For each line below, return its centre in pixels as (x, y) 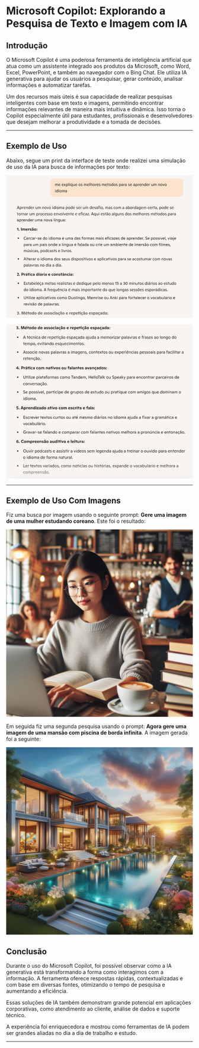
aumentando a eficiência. (37, 991)
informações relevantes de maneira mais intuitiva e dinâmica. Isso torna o (96, 109)
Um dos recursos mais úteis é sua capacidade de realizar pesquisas (89, 97)
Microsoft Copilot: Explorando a (86, 11)
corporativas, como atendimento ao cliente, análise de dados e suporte (93, 1009)
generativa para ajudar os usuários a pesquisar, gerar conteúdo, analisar (95, 79)
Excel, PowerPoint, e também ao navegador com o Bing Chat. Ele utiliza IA (97, 72)
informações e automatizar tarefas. (49, 85)
